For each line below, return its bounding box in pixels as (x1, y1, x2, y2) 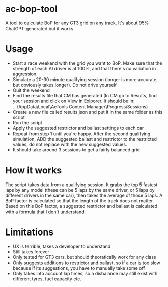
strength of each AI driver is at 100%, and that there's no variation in (12, 65, 156, 71)
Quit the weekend (12, 87, 50, 93)
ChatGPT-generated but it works (5, 25, 74, 31)
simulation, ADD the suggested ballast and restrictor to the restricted (12, 136, 157, 142)
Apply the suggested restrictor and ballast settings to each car (12, 125, 144, 131)
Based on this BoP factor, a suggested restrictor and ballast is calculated (5, 203, 158, 209)
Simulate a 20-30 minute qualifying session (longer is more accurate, (12, 76, 158, 82)
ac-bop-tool (5, 3, 58, 15)
